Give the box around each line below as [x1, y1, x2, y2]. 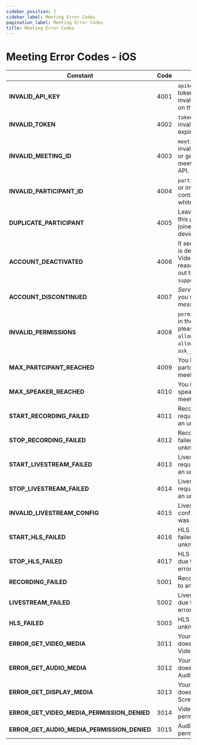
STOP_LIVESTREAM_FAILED [9, 485, 89, 493]
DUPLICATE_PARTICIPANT [9, 219, 84, 227]
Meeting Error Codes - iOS [6, 51, 137, 63]
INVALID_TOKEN [9, 120, 56, 129]
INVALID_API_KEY [9, 92, 60, 100]
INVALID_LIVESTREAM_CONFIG [9, 509, 99, 517]
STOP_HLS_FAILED [9, 558, 63, 566]
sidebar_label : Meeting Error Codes [6, 14, 96, 20]
